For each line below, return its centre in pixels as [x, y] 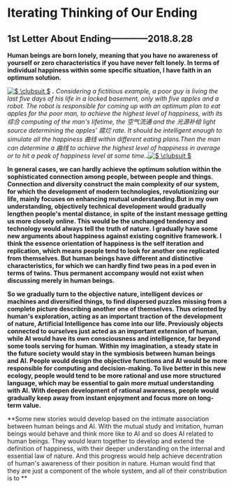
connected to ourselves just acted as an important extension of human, [113, 331]
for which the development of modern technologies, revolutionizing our [113, 191]
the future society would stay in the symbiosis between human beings [111, 353]
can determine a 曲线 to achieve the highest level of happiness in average [114, 148]
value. [32, 405]
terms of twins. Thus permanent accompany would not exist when [105, 273]
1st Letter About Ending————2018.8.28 [100, 39]
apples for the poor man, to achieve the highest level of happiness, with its [115, 113]
